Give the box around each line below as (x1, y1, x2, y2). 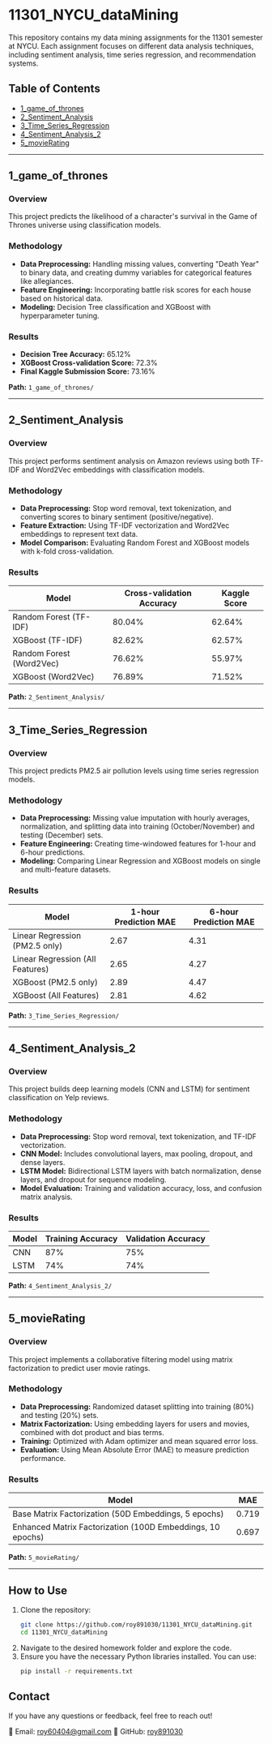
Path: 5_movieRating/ (8, 1553, 79, 1562)
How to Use (8, 1583, 68, 1597)
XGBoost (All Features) (12, 989, 100, 1001)
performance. (19, 1453, 66, 1463)
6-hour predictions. (19, 847, 85, 857)
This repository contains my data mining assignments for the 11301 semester (8, 32, 263, 42)
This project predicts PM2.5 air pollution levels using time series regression (8, 766, 259, 775)
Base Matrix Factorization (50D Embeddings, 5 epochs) (12, 1508, 224, 1519)
